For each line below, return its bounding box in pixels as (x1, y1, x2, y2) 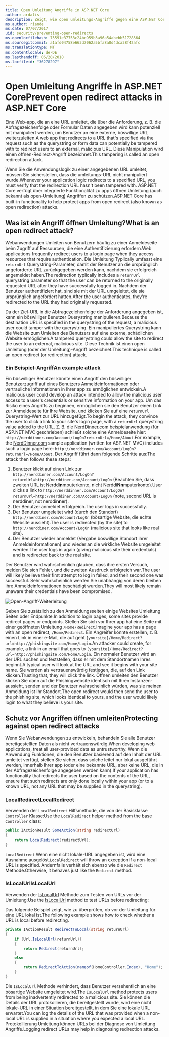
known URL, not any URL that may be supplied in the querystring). (5, 783, 142, 789)
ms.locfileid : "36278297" (5, 59, 59, 64)
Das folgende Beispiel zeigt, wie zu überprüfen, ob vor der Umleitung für (5, 907, 156, 913)
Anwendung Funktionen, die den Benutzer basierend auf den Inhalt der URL (5, 751, 162, 758)
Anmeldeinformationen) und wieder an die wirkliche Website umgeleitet (12, 541, 161, 547)
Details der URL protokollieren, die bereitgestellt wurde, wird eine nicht (5, 999, 152, 1005)
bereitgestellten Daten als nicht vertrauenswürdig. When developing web (5, 740, 155, 747)
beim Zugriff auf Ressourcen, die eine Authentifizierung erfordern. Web (5, 245, 152, 251)
